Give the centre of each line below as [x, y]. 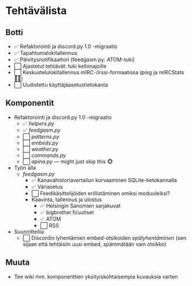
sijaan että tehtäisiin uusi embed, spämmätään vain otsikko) [95, 244]
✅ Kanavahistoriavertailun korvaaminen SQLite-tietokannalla [104, 180]
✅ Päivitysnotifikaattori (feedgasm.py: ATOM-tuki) [74, 59]
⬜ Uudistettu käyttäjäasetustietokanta [61, 85]
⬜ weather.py [41, 149]
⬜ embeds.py [40, 143]
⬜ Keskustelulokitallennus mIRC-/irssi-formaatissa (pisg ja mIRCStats [99, 72]
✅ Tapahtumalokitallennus [45, 53]
